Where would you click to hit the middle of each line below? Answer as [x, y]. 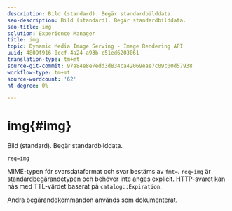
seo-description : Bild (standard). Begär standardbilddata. [97, 20]
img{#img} [40, 126]
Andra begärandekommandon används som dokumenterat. [93, 200]
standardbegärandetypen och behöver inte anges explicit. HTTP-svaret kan [116, 179]
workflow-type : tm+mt [39, 72]
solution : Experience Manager [52, 33]
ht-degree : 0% [28, 86]
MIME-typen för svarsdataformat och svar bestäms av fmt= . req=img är [109, 172]
